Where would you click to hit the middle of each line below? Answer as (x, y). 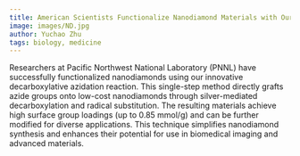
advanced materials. (47, 144)
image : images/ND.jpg (50, 26)
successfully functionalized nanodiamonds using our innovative (126, 78)
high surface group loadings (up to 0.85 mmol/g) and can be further (134, 115)
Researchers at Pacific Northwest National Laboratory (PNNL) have (133, 68)
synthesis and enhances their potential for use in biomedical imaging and (144, 134)
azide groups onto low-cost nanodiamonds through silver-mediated (133, 96)
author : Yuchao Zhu (46, 34)
